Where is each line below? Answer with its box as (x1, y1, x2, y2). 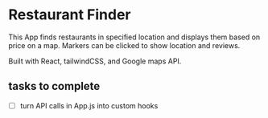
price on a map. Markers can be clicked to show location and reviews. (8, 40, 241, 50)
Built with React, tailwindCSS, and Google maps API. (8, 56, 182, 66)
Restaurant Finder (8, 6, 131, 24)
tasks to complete (8, 79, 101, 93)
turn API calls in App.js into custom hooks (19, 100, 159, 110)
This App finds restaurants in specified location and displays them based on (8, 32, 261, 42)
